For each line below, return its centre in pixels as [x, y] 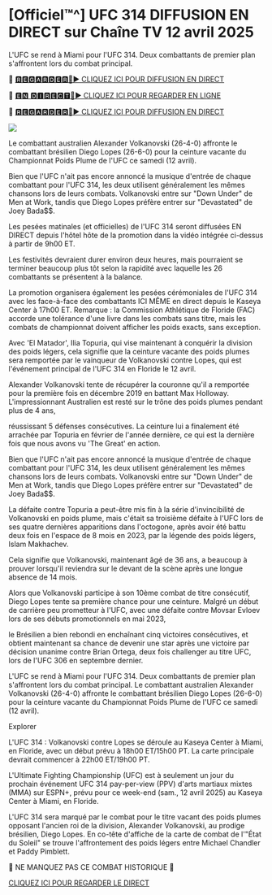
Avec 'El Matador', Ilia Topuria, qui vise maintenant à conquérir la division [131, 342]
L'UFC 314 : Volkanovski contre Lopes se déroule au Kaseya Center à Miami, [136, 742]
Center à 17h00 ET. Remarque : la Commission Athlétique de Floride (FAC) [132, 310]
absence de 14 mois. [43, 577]
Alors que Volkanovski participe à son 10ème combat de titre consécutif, [129, 593]
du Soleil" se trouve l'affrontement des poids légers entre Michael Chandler [135, 842]
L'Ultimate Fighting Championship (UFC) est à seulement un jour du [121, 775]
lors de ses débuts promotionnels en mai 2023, [87, 619]
